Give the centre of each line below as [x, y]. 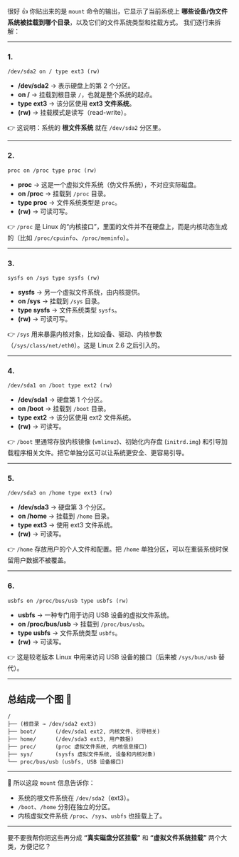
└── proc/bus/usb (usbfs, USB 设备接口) [66, 762]
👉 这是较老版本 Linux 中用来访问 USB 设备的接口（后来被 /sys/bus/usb [112, 656]
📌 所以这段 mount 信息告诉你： [51, 782]
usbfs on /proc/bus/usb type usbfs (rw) [68, 601]
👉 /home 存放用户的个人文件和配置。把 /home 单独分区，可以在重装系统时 [115, 549]
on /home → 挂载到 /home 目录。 [65, 516]
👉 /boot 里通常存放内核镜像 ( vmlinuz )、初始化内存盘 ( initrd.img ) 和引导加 [117, 442]
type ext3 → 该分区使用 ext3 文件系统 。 [76, 103]
